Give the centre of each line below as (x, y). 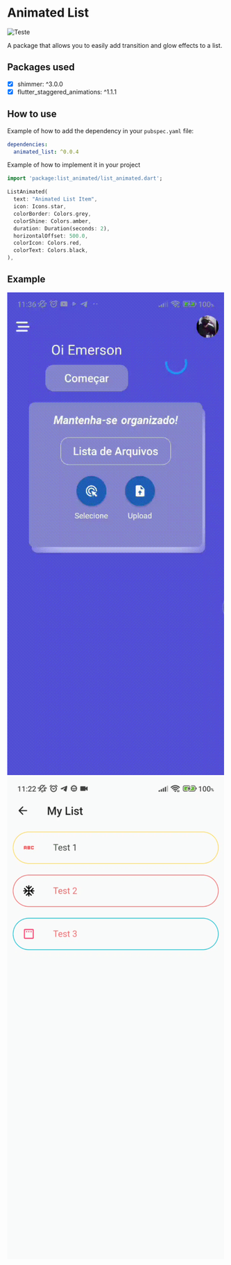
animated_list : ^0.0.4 (46, 152)
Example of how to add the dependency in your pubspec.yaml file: (101, 130)
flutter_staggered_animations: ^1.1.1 (67, 92)
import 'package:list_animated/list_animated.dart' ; (85, 178)
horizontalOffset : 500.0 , (51, 236)
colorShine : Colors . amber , (52, 221)
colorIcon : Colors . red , (48, 243)
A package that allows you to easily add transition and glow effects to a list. (115, 45)
